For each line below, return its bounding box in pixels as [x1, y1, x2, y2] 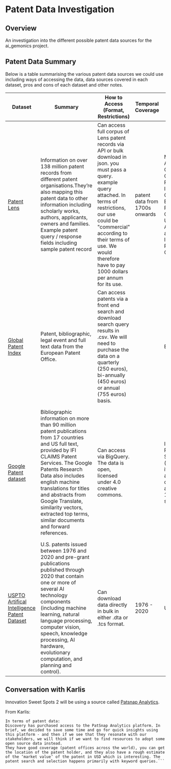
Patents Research [40, 466, 83, 473]
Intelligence [8, 604, 36, 611]
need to [97, 339, 116, 347]
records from [40, 169, 72, 176]
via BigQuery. [97, 453, 130, 460]
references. [40, 529, 68, 536]
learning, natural [40, 611, 80, 618]
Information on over [40, 156, 88, 163]
